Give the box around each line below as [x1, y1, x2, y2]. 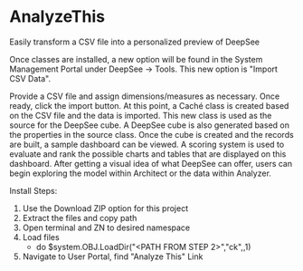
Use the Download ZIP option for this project [22, 202, 188, 214]
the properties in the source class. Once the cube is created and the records [9, 129, 294, 140]
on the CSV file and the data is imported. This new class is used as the [9, 110, 272, 121]
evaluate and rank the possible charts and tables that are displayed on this [9, 148, 287, 160]
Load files [22, 231, 61, 242]
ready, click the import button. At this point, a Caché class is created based [9, 100, 289, 111]
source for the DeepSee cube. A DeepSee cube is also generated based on [9, 120, 289, 131]
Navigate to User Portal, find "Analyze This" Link [22, 251, 204, 262]
